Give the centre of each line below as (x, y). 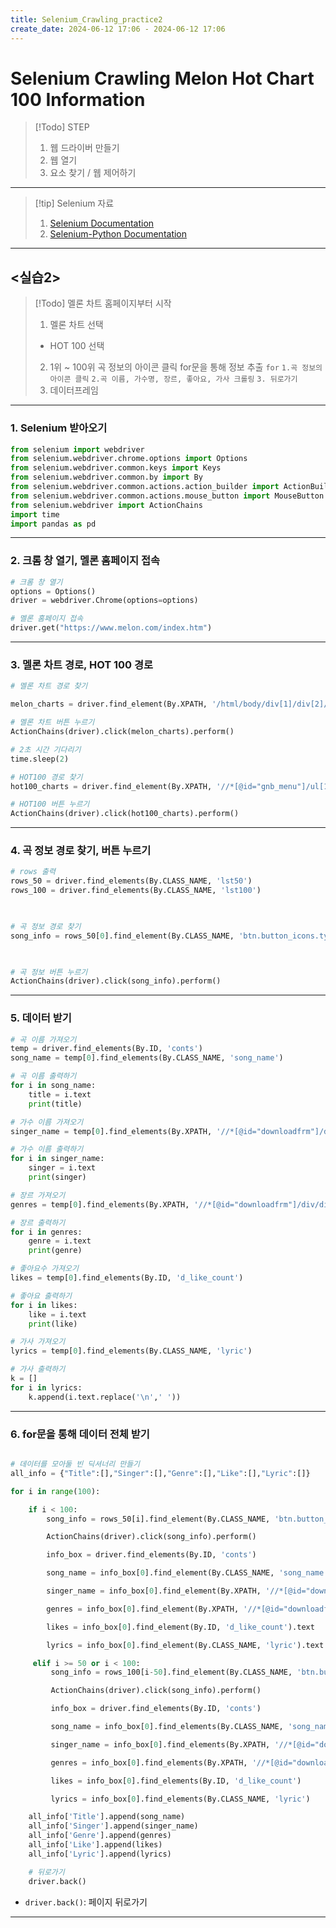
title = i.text (60, 1094)
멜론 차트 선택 (76, 325)
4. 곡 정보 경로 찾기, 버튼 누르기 (81, 851)
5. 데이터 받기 (41, 1018)
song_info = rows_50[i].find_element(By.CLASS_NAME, (158, 1519)
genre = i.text (60, 1241)
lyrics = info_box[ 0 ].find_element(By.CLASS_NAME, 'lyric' (172, 1645)
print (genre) (55, 1251)
